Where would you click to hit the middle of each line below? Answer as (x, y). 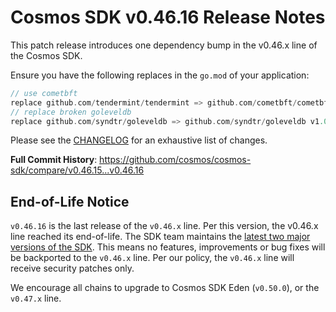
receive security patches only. (72, 268)
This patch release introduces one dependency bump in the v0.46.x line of (164, 45)
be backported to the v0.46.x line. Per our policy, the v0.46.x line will (152, 258)
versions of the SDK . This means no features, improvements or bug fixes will (168, 247)
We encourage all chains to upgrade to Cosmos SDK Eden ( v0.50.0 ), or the (165, 288)
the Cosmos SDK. (46, 55)
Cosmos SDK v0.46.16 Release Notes (168, 17)
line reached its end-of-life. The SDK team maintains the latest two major (160, 237)
